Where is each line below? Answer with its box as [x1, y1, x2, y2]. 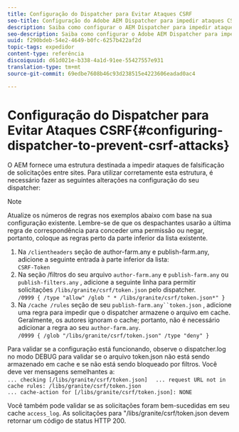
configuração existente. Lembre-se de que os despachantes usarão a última [7, 219, 231, 227]
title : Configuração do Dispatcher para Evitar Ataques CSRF [7, 10, 193, 18]
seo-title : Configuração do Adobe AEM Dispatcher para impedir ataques [7, 17, 224, 24]
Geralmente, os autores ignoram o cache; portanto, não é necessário [17, 316, 221, 324]
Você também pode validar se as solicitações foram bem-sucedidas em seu [7, 401, 230, 410]
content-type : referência [7, 51, 84, 58]
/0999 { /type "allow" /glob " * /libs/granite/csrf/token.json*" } [17, 294, 225, 302]
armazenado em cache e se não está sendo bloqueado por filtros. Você [7, 360, 218, 369]
